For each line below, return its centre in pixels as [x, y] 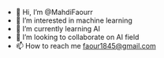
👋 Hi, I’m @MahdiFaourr [54, 12]
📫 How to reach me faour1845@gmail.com [86, 46]
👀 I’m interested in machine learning [74, 20]
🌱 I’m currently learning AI [58, 29]
